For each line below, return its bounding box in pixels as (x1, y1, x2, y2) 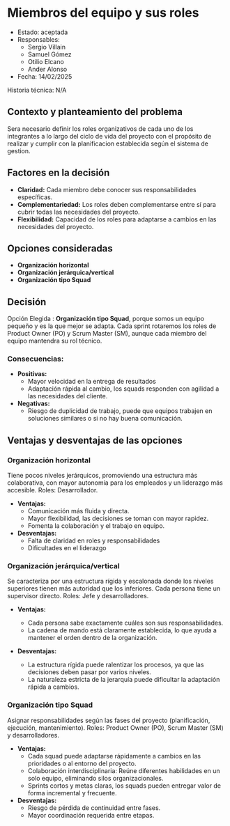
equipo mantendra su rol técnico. (7, 336, 102, 345)
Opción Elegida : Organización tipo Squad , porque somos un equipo (7, 315, 204, 323)
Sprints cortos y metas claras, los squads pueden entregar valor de (27, 781, 222, 790)
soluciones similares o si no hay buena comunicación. (27, 414, 183, 423)
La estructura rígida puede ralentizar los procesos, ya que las (27, 660, 204, 669)
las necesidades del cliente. (27, 392, 108, 400)
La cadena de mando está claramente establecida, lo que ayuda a (27, 626, 217, 634)
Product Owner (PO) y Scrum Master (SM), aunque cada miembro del (7, 329, 207, 338)
